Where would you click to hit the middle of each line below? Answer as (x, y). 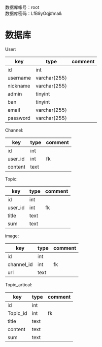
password (19, 118)
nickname (19, 86)
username (19, 78)
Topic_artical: (19, 284)
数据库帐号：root (22, 7)
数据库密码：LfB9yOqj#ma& (34, 13)
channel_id (20, 264)
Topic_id (17, 313)
